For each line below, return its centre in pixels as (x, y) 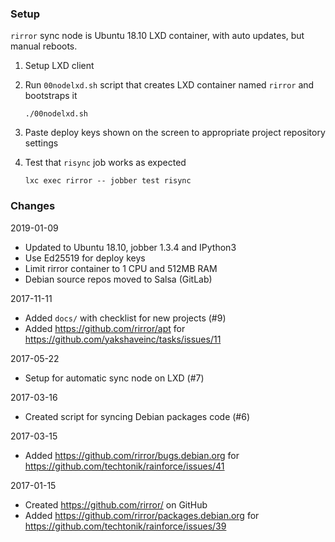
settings (41, 143)
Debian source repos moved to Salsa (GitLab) (118, 279)
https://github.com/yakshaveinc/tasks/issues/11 (123, 339)
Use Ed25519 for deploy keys (85, 258)
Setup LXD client (59, 66)
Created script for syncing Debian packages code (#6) (137, 416)
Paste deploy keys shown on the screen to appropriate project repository (175, 133)
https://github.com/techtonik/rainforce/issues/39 (125, 526)
